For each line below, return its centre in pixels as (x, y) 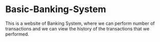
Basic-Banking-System (56, 9)
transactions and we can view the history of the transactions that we (77, 28)
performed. (17, 34)
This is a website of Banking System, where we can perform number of (80, 23)
